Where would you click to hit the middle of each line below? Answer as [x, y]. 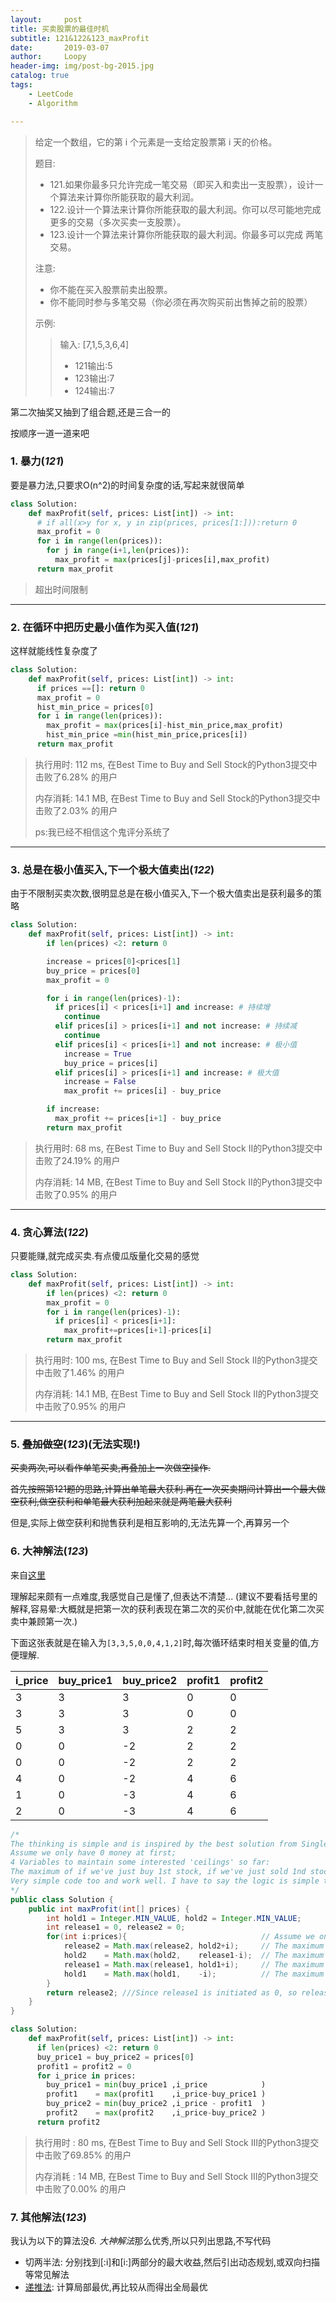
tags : [21, 85]
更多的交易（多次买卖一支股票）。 [118, 222]
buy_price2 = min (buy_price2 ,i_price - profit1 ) [156, 2104]
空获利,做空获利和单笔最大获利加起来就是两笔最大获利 [121, 1502]
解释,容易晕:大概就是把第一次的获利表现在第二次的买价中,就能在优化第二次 [163, 1608]
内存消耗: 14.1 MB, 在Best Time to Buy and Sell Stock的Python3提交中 [177, 798]
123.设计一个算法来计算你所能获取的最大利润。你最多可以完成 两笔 [186, 234]
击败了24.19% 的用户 [77, 1160]
